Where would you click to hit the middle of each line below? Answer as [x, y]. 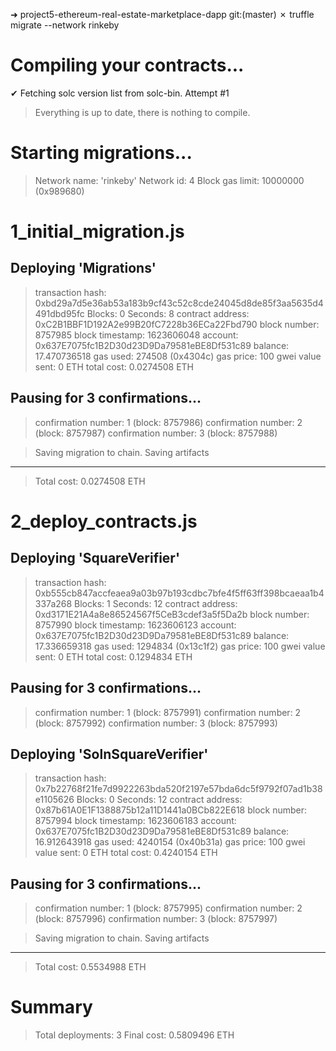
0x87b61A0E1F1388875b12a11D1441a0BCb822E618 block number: [171, 810]
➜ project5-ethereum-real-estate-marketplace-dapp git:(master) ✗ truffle [162, 14]
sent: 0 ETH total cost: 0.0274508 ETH [114, 366]
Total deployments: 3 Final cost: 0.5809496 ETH [134, 1035]
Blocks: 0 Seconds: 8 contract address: [168, 313]
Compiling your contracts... [127, 65]
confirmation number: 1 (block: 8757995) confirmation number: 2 [168, 908]
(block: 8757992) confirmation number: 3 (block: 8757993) [156, 723]
